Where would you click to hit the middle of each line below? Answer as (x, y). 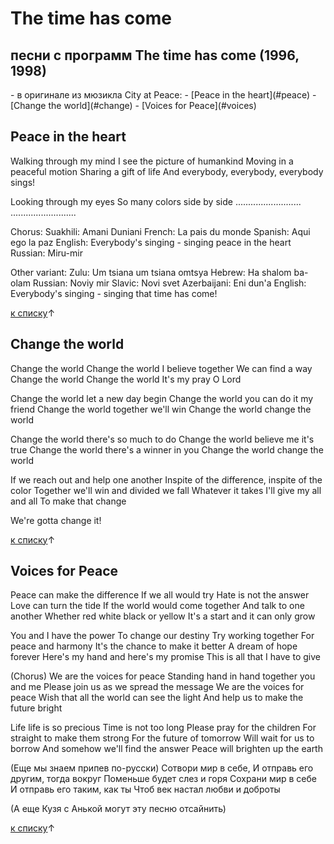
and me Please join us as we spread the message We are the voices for (157, 687)
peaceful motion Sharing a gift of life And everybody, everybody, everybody (167, 171)
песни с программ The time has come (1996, (155, 55)
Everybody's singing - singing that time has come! (114, 293)
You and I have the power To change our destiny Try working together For (162, 636)
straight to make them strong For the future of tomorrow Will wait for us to (162, 738)
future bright (36, 708)
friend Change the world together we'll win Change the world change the (161, 409)
